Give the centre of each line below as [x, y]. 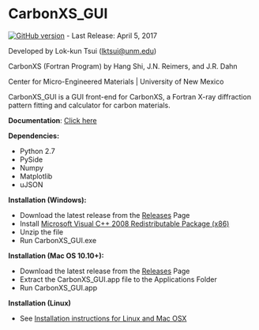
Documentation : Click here [53, 120]
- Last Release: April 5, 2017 [112, 36]
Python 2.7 [37, 151]
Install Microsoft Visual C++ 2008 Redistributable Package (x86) [124, 223]
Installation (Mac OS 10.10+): [56, 255]
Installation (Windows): [47, 200]
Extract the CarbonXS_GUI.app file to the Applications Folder [118, 279]
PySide [31, 159]
